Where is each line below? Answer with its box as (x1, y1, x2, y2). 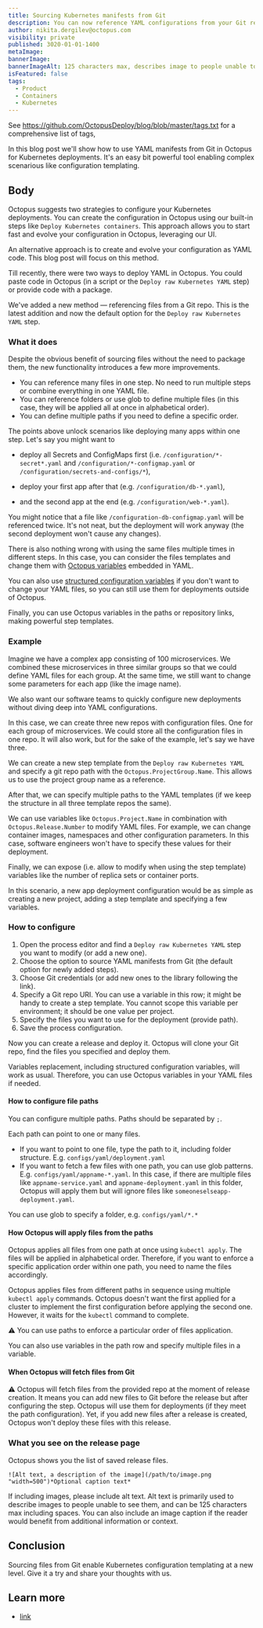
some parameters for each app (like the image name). (8, 679, 182, 688)
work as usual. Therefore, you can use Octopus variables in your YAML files (8, 1070, 253, 1080)
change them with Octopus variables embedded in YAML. (8, 561, 194, 570)
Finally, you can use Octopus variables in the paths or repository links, (8, 608, 235, 617)
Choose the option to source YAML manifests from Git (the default (19, 956, 233, 966)
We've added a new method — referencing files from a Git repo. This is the (8, 300, 250, 309)
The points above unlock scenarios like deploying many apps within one (8, 426, 240, 436)
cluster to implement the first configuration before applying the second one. (8, 1302, 253, 1312)
